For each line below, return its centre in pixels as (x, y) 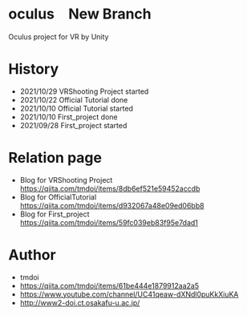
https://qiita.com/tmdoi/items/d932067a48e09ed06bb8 (112, 205)
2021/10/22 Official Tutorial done (74, 99)
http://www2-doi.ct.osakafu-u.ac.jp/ (80, 302)
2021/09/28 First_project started (73, 125)
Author (32, 255)
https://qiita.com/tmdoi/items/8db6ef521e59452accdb (110, 188)
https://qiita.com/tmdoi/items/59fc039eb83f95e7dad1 (109, 222)
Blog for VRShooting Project (66, 180)
